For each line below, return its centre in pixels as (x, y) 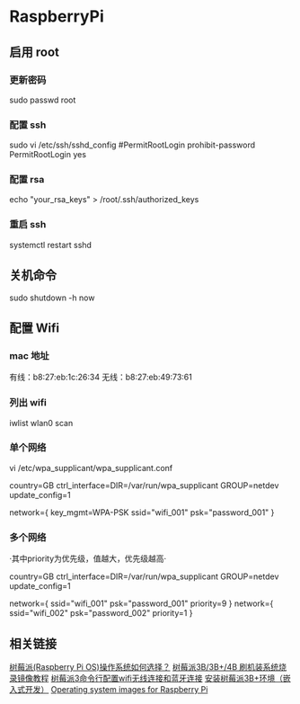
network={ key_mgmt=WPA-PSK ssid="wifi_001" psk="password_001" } (142, 512)
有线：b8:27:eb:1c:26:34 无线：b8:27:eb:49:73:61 (101, 377)
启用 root (35, 52)
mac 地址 (29, 355)
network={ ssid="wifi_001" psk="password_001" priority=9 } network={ (141, 603)
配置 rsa (27, 180)
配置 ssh (28, 125)
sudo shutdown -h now (52, 298)
